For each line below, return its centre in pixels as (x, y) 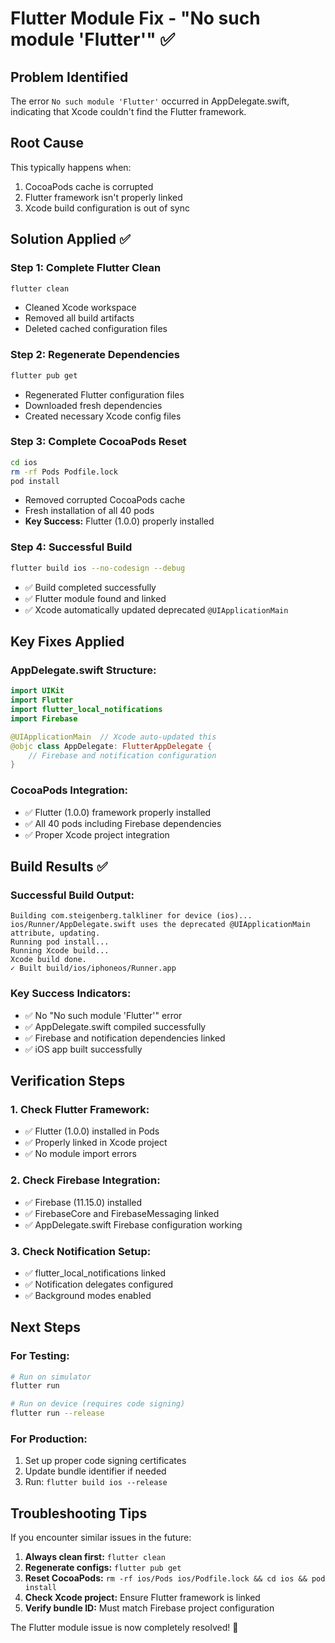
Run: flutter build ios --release (96, 1482)
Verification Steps (68, 1081)
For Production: (49, 1439)
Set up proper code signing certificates (105, 1461)
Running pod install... (60, 942)
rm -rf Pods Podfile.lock (64, 472)
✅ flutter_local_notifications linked (95, 1273)
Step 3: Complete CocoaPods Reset (98, 442)
